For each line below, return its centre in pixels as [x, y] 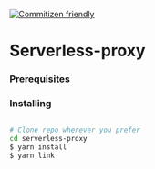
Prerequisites [40, 79]
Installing [31, 104]
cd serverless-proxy [49, 139]
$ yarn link [32, 156]
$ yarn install [38, 147]
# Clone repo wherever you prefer [75, 130]
